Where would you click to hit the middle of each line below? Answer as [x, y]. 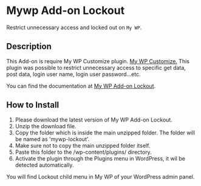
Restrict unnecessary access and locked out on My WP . [74, 27]
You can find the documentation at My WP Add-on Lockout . [81, 86]
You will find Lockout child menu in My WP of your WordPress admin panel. [101, 176]
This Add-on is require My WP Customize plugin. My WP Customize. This [98, 61]
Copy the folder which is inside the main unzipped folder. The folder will [105, 133]
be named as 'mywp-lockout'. [52, 139]
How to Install [33, 105]
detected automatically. [44, 165]
